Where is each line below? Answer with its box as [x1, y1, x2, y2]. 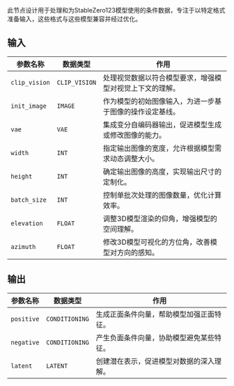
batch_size [10, 195, 47, 204]
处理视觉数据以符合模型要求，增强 [103, 72, 215, 82]
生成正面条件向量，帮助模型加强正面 [95, 309, 214, 319]
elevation [10, 219, 43, 227]
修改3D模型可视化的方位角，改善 [103, 237, 210, 247]
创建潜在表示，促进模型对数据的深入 [95, 356, 214, 366]
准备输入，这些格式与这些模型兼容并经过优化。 [7, 15, 141, 23]
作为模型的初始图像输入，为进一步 [103, 96, 215, 106]
